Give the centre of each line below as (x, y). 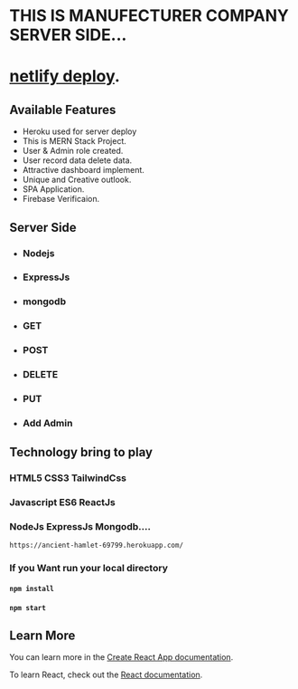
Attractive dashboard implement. (83, 170)
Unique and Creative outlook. (77, 180)
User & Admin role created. (73, 151)
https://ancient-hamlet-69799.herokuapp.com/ (96, 545)
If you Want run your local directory (89, 569)
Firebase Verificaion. (61, 199)
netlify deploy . (65, 77)
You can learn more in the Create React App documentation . (121, 657)
